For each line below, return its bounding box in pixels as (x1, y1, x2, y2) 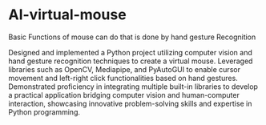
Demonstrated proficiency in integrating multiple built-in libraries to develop (8, 82, 259, 91)
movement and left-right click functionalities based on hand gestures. (8, 73, 238, 83)
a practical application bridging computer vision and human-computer (8, 90, 240, 99)
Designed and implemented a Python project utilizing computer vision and (8, 47, 252, 57)
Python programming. (8, 107, 81, 117)
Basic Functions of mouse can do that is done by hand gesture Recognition (8, 32, 256, 42)
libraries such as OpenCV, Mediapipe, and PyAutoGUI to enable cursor (8, 64, 240, 74)
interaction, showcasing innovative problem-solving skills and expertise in (8, 99, 252, 108)
